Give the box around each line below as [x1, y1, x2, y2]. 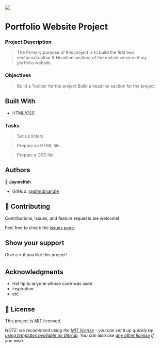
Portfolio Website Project [5, 21, 108, 33]
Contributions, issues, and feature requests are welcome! [5, 215, 120, 221]
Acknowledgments [5, 267, 64, 276]
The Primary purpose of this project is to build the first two [16, 50, 134, 55]
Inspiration [12, 286, 33, 292]
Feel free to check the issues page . [5, 225, 75, 231]
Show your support [5, 238, 64, 247]
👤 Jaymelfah [5, 179, 31, 184]
